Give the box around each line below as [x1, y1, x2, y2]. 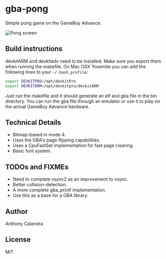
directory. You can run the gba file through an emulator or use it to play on [5, 98, 160, 104]
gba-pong [5, 3, 48, 15]
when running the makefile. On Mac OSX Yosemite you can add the [5, 63, 146, 69]
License [5, 235, 31, 244]
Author [5, 207, 28, 216]
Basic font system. [12, 148, 52, 154]
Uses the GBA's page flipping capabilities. [12, 137, 101, 143]
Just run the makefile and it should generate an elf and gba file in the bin [5, 93, 157, 99]
